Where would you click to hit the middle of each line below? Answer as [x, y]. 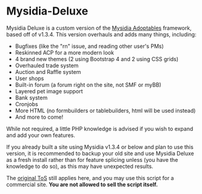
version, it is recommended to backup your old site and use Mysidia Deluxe [100, 153]
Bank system [31, 98]
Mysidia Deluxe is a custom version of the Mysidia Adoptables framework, [99, 28]
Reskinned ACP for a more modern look [64, 52]
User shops [29, 78]
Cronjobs [26, 104]
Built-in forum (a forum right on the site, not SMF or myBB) [88, 85]
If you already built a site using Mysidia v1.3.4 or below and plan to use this [100, 147]
